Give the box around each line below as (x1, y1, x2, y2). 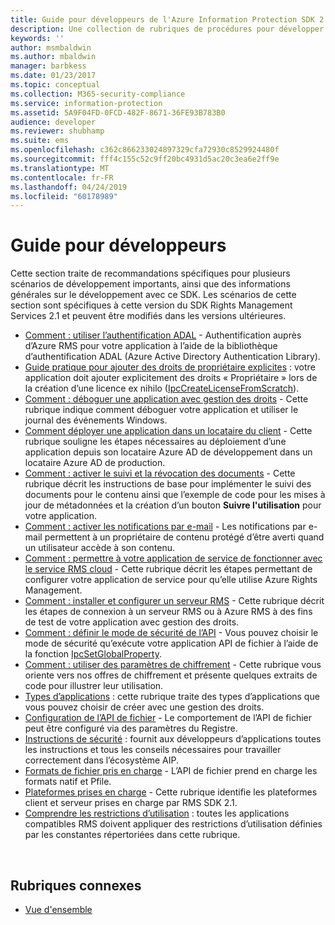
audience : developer (10, 117, 97, 127)
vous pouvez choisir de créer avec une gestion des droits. (24, 701, 265, 713)
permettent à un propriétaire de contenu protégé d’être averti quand (44, 531, 325, 543)
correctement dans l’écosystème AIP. (24, 754, 179, 766)
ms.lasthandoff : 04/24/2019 (10, 182, 128, 192)
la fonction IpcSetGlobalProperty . (24, 648, 162, 660)
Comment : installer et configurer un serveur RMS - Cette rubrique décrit (24, 595, 325, 607)
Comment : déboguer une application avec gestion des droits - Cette (24, 393, 309, 405)
